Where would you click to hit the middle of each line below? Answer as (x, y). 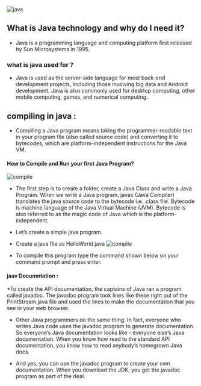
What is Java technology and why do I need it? (96, 28)
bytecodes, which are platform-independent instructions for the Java (101, 143)
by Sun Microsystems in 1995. (53, 49)
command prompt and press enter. (58, 262)
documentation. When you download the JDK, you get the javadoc (98, 370)
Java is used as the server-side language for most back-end (90, 78)
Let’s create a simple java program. (59, 232)
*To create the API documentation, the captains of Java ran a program (94, 289)
